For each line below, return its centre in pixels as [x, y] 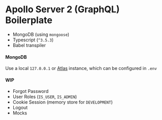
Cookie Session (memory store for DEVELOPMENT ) [63, 102]
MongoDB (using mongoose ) [41, 34]
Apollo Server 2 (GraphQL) [62, 9]
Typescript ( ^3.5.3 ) [33, 40]
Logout [20, 108]
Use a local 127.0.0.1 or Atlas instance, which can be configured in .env [81, 68]
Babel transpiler [29, 45]
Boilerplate [29, 20]
